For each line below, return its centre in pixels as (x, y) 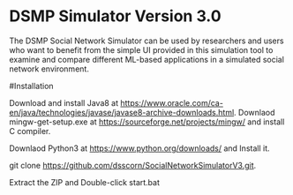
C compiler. (30, 131)
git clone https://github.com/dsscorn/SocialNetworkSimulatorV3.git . (133, 165)
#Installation (32, 86)
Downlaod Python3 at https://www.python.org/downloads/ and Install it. (139, 148)
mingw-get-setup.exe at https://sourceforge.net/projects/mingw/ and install (147, 122)
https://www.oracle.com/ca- (172, 102)
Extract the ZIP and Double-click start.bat (85, 182)
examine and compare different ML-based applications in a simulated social (147, 59)
